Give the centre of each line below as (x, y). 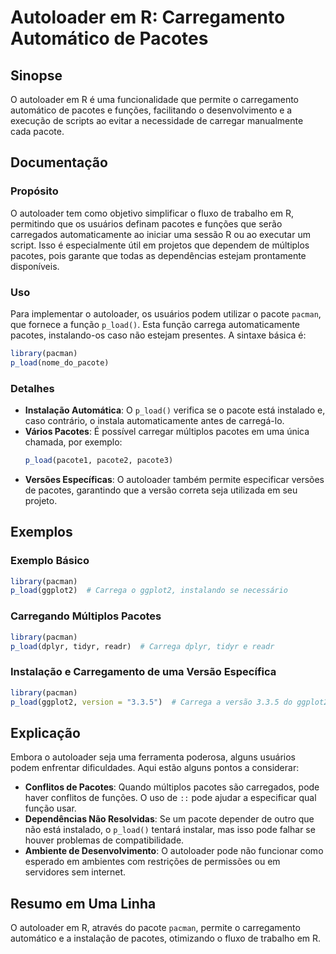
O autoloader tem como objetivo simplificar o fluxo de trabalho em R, (152, 213)
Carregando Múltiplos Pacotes (86, 616)
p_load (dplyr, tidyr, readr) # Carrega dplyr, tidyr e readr (142, 646)
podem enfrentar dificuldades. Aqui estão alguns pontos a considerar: (155, 768)
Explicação (45, 732)
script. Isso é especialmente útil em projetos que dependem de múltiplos (160, 245)
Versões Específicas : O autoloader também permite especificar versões (174, 479)
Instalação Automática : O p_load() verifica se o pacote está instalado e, (175, 410)
